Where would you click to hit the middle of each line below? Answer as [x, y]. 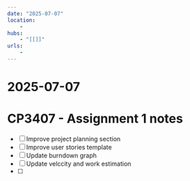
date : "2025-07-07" [35, 14]
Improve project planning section [73, 139]
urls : [15, 46]
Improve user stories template [69, 147]
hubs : [15, 33]
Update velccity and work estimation [79, 164]
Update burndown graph [62, 155]
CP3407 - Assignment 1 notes [95, 119]
